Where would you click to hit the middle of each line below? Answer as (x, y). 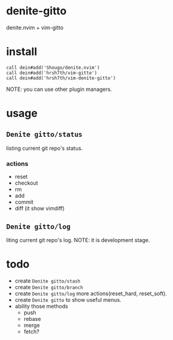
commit (24, 202)
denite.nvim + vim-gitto (35, 27)
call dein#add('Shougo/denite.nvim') (53, 68)
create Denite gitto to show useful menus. (68, 299)
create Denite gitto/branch (49, 287)
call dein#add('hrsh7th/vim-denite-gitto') (61, 78)
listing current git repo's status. (44, 148)
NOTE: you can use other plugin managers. (59, 89)
